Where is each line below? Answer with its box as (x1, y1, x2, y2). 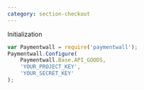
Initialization (7, 30, 43, 38)
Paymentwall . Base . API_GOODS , (20, 57, 106, 64)
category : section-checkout (7, 10, 91, 18)
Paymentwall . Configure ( (7, 50, 78, 57)
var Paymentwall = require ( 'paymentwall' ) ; (7, 43, 138, 50)
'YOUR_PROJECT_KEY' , (20, 63, 81, 71)
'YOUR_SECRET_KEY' (20, 70, 74, 77)
